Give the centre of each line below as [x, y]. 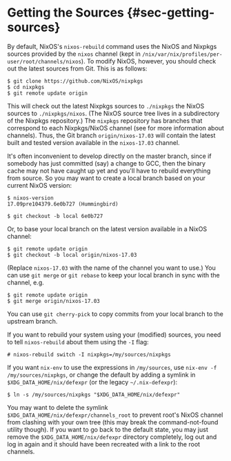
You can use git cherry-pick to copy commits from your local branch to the [115, 314]
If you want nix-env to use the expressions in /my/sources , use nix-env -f [112, 367]
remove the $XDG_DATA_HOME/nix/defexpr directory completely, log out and [112, 437]
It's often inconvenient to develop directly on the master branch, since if [109, 156]
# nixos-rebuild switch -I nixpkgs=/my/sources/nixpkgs [89, 354]
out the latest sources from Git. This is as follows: [77, 68]
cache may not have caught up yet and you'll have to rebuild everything [109, 170]
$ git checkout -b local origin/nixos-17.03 [72, 255]
